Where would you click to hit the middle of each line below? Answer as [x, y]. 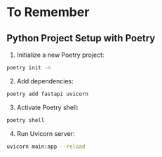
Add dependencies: [45, 81]
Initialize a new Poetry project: [60, 55]
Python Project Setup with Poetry [81, 38]
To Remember [48, 12]
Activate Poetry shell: [47, 107]
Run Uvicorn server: [46, 133]
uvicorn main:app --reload [46, 146]
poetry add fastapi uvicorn [48, 94]
